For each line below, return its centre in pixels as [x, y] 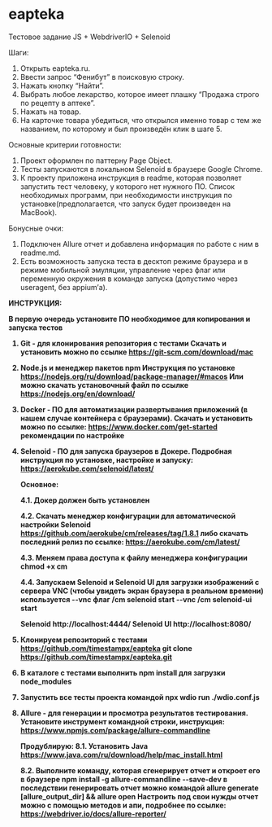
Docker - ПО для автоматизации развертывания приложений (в [134, 409]
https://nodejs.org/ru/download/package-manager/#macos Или [132, 376]
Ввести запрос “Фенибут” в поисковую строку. [102, 77]
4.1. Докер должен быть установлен [85, 500]
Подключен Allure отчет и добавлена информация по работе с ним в [140, 244]
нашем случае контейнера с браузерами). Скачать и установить [136, 418]
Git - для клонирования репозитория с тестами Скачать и [123, 343]
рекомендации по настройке [72, 435]
